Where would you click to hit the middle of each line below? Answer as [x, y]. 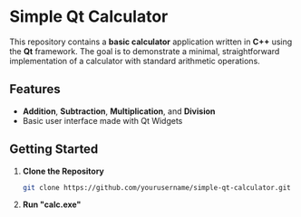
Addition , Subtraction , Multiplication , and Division [119, 111]
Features [35, 89]
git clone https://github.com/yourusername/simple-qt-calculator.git [157, 187]
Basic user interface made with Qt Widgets [102, 120]
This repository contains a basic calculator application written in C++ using [151, 42]
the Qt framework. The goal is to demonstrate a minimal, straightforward [145, 51]
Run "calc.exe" [52, 204]
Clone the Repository [63, 171]
